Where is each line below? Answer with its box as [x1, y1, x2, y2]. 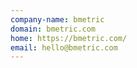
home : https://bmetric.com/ [10, 33, 128, 43]
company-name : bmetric [10, 14, 105, 25]
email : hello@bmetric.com [10, 42, 118, 53]
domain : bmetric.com [10, 24, 97, 34]
